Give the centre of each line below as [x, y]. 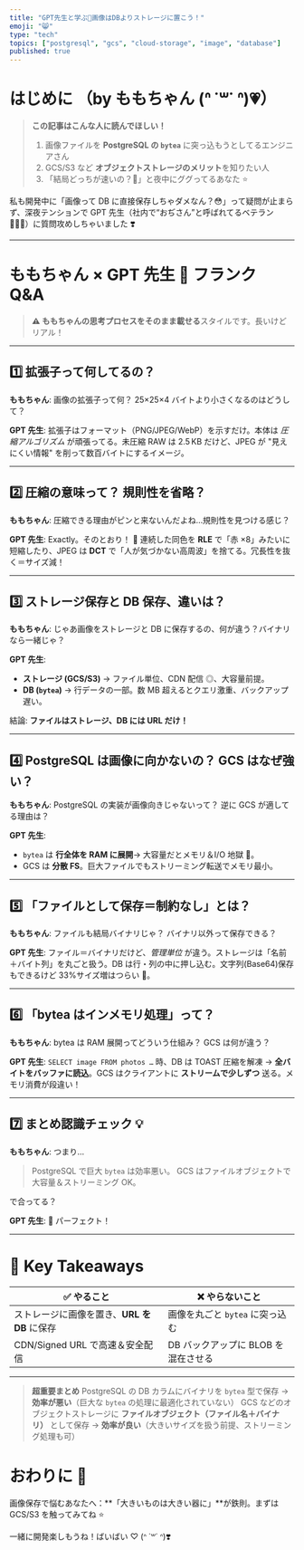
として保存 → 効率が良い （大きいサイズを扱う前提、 [147, 1425]
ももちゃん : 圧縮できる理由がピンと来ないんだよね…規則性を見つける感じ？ [150, 520]
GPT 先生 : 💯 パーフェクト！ [60, 1220]
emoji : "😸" [31, 26]
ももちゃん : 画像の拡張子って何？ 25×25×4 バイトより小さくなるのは [138, 399]
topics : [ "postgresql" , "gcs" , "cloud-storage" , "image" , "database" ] [145, 43]
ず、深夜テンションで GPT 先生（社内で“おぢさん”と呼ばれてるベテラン [142, 213]
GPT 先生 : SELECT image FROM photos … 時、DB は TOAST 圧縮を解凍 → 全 [146, 1061]
